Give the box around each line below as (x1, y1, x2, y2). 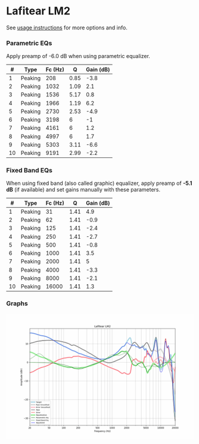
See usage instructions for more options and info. (6, 24, 128, 31)
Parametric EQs (6, 39, 52, 47)
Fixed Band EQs (6, 166, 52, 174)
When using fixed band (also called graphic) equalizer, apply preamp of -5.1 (6, 180, 192, 187)
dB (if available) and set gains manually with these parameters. (6, 186, 161, 193)
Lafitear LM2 (6, 4, 70, 18)
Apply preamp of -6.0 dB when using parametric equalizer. (6, 53, 151, 60)
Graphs (6, 299, 28, 308)
